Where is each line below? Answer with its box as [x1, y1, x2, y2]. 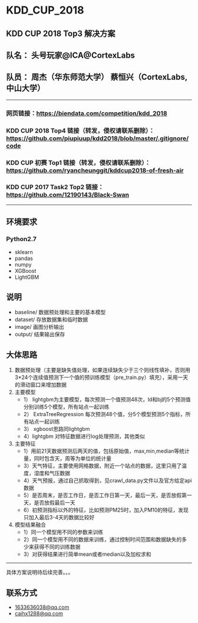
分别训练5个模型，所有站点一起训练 [23, 403, 110, 410]
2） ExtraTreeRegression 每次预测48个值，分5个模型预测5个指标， [23, 411, 186, 418]
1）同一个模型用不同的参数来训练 [23, 529, 104, 536]
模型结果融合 [14, 521, 46, 528]
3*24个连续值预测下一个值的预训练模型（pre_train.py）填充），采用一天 [14, 374, 189, 381]
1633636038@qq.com [14, 604, 70, 611]
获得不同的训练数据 [34, 543, 81, 551]
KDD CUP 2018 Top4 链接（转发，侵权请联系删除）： [6, 126, 155, 134]
